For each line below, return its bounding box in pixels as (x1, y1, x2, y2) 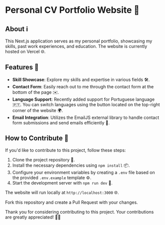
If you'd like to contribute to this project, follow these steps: (5, 147, 126, 153)
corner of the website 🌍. (12, 107, 63, 113)
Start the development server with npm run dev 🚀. (12, 180, 113, 186)
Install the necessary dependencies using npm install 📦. (12, 162, 130, 168)
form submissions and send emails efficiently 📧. (12, 119, 110, 125)
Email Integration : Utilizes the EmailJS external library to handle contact (12, 114, 160, 120)
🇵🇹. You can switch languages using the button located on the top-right (12, 101, 160, 108)
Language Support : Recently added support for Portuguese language (12, 96, 155, 102)
